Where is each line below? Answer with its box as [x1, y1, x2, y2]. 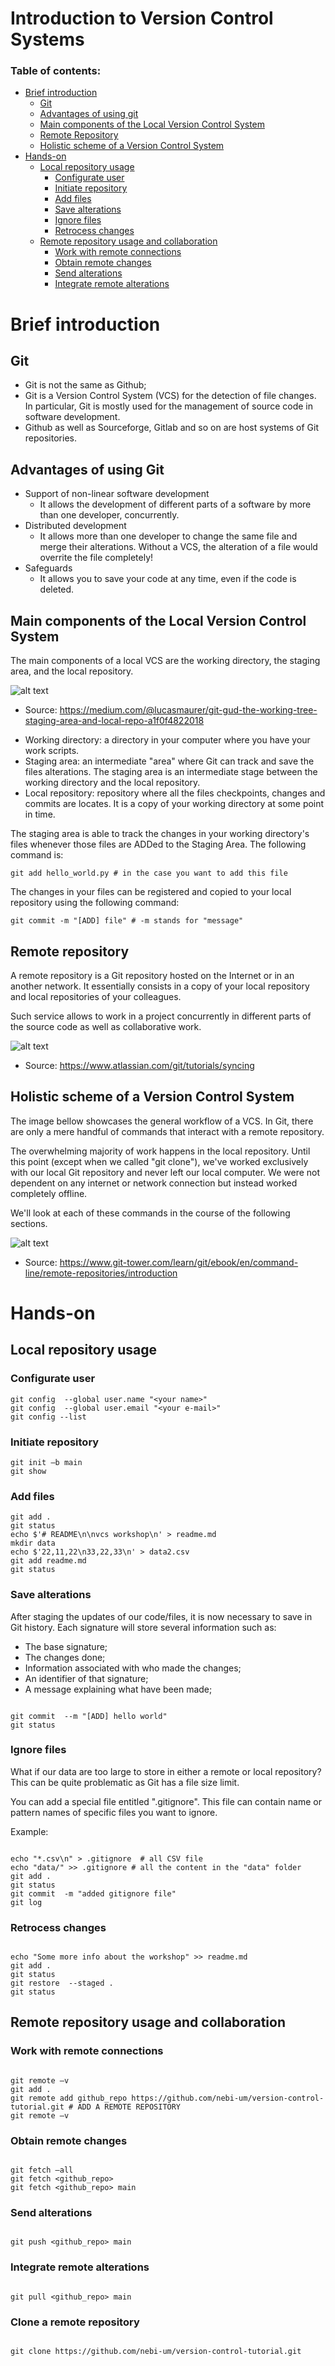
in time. [24, 808, 56, 821]
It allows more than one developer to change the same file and [39, 530, 298, 542]
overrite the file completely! [39, 552, 154, 564]
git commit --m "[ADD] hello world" [10, 1711, 168, 1721]
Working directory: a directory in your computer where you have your [24, 734, 311, 746]
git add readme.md [10, 1556, 87, 1566]
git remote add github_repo [10, 2093, 128, 2103]
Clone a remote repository [10, 2315, 140, 2329]
